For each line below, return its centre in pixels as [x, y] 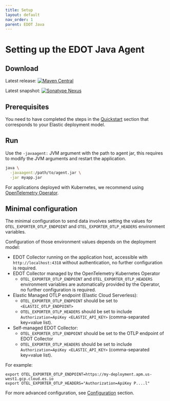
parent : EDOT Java [25, 24]
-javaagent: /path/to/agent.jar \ [46, 173]
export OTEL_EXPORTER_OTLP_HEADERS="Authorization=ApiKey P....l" [78, 384]
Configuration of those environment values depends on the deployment [81, 242]
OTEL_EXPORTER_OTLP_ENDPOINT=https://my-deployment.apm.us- [87, 374]
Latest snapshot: [23, 91]
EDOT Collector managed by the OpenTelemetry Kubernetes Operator [86, 273]
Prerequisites [27, 107]
